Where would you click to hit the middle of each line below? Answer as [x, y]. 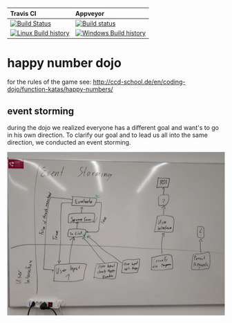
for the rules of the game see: [49, 82]
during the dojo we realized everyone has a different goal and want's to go [113, 128]
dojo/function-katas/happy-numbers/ [60, 89]
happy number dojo [65, 63]
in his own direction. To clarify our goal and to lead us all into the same [108, 135]
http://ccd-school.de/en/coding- [139, 82]
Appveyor [90, 13]
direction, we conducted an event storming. [69, 142]
